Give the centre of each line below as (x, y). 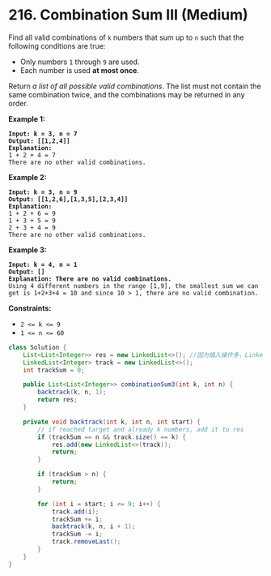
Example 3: (28, 250)
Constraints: (30, 308)
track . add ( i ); (75, 512)
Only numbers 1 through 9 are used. (80, 62)
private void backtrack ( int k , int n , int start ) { (112, 422)
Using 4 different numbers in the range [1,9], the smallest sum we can (133, 286)
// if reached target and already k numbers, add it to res (141, 429)
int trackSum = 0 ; (54, 370)
